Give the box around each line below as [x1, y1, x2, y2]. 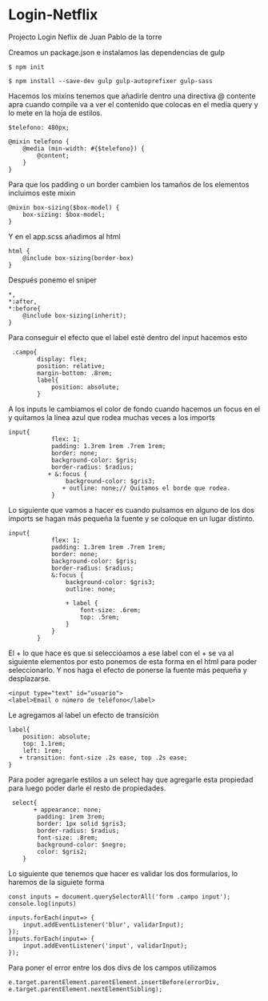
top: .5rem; [79, 613, 120, 621]
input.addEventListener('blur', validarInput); [22, 920, 184, 929]
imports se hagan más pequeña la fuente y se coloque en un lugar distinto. [8, 514, 255, 523]
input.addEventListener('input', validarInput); [22, 942, 188, 950]
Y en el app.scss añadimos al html [8, 231, 122, 241]
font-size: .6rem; [79, 606, 142, 614]
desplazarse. [8, 674, 51, 683]
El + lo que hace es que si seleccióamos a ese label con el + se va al [8, 648, 234, 658]
